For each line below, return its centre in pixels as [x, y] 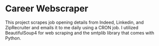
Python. [13, 38]
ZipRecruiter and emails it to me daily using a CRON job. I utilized [72, 27]
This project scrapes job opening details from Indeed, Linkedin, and [75, 22]
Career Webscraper [47, 9]
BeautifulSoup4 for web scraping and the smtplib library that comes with [80, 33]
